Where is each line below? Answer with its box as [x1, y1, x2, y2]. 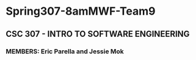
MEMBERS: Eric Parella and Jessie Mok [5, 47, 125, 56]
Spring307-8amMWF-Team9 [5, 4, 156, 18]
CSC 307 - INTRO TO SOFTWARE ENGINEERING [5, 29, 190, 39]
